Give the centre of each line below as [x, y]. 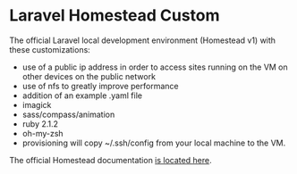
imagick [37, 104]
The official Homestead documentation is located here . [110, 160]
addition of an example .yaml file [82, 95]
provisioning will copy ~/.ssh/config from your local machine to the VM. [154, 143]
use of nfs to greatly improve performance [100, 86]
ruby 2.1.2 [40, 124]
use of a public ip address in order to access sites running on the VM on [155, 67]
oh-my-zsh [43, 133]
